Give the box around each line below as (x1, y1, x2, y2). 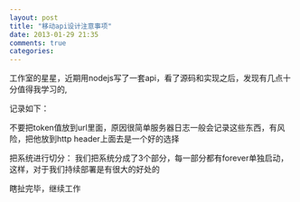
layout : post (9, 13, 59, 23)
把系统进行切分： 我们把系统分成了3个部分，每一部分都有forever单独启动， (9, 152, 289, 163)
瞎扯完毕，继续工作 (9, 183, 81, 194)
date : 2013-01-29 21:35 (9, 30, 99, 39)
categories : (9, 47, 54, 56)
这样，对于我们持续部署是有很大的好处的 (9, 164, 160, 175)
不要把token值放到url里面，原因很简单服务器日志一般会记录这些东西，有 (9, 123, 277, 133)
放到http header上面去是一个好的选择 (40, 133, 180, 144)
